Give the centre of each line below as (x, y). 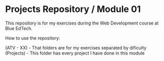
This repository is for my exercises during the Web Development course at (82, 23)
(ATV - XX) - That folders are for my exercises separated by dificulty (76, 47)
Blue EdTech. (19, 28)
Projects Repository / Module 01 (73, 9)
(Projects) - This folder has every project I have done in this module (75, 53)
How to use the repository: (33, 38)
